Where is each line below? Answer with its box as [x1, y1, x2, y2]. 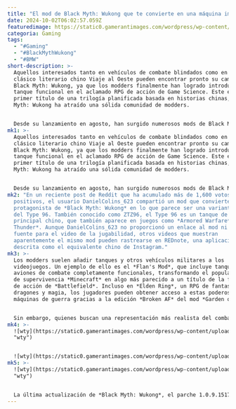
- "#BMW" [13, 56, 39, 63]
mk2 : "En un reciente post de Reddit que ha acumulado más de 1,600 [7, 191, 212, 199]
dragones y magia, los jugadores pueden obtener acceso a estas [13, 289, 206, 296]
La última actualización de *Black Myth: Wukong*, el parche [13, 391, 197, 398]
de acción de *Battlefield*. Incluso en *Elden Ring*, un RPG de [13, 283, 209, 290]
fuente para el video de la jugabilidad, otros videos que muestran [13, 231, 218, 238]
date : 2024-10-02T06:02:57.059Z [7, 17, 102, 24]
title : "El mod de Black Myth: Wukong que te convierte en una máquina [7, 10, 221, 18]
